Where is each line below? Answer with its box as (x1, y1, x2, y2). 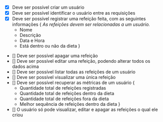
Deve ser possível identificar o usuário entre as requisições (12, 10, 136, 16)
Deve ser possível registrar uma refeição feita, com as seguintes (12, 16, 146, 22)
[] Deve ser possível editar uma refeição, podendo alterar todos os (12, 58, 150, 64)
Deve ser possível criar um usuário (12, 5, 84, 10)
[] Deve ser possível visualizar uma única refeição (12, 74, 116, 80)
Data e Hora (19, 37, 45, 44)
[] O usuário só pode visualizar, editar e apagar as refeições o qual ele (12, 106, 158, 113)
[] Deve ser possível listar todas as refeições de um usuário (12, 69, 136, 75)
